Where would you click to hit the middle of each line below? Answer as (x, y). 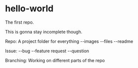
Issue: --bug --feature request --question (47, 51)
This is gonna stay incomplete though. (44, 32)
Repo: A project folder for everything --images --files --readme (69, 41)
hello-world (29, 9)
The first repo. (20, 22)
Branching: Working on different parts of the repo (55, 60)
